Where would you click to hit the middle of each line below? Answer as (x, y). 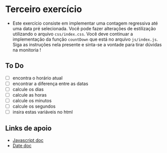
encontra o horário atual (37, 78)
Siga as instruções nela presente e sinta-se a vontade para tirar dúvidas (87, 44)
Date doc (22, 145)
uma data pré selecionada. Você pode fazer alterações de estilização (84, 28)
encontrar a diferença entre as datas (50, 84)
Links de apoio (28, 128)
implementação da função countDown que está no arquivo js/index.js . (85, 39)
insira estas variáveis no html (43, 112)
